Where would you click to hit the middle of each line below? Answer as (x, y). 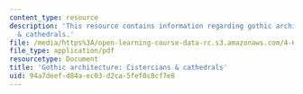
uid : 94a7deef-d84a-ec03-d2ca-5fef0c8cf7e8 (92, 76)
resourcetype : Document (54, 59)
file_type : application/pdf (62, 51)
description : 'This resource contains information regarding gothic (141, 26)
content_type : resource (54, 17)
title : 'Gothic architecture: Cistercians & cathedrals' (119, 68)
